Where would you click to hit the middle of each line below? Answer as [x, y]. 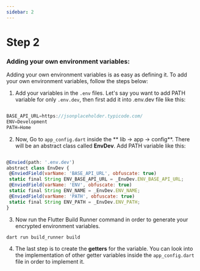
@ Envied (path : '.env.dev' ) [41, 162]
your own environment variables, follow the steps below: [77, 81]
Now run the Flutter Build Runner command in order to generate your [102, 219]
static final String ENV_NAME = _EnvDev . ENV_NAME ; [74, 191]
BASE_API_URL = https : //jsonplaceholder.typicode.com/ [75, 116]
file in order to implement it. [50, 261]
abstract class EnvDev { [38, 168]
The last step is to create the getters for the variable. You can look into [104, 248]
